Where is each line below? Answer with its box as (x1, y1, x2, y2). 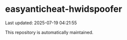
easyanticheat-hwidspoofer (5, 3, 122, 15)
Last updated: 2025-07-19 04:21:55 (5, 20, 77, 26)
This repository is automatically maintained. (5, 29, 94, 35)
